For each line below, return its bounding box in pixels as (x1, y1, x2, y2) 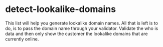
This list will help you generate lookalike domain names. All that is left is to (5, 20, 158, 26)
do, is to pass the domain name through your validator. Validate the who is (5, 25, 158, 31)
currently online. (5, 36, 39, 42)
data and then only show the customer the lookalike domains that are (5, 30, 148, 36)
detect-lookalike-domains (5, 3, 116, 15)
